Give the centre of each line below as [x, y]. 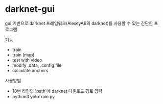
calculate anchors [30, 70]
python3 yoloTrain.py [34, 96]
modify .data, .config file [37, 65]
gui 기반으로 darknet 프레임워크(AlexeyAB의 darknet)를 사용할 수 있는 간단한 [79, 23]
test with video [27, 60]
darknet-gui [30, 9]
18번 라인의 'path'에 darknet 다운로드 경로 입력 [57, 91]
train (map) [23, 54]
